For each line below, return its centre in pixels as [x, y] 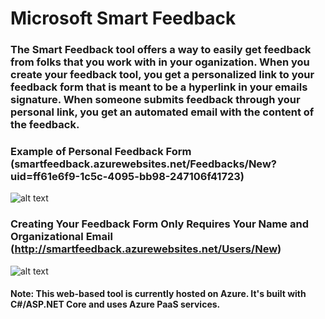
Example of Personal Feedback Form [101, 152]
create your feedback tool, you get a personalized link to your [162, 75]
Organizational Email [61, 237]
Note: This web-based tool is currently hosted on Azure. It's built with [158, 294]
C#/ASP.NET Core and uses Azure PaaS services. [115, 304]
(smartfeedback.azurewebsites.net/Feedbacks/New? [143, 164]
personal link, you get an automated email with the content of [162, 112]
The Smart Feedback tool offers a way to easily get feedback [161, 50]
